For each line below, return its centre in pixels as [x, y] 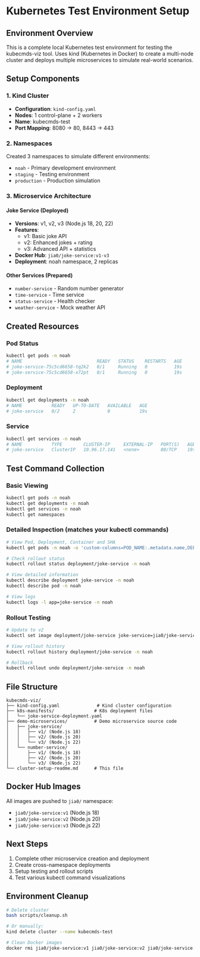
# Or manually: [25, 927]
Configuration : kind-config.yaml [55, 109]
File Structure [32, 687]
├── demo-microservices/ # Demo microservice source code [92, 721]
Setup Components [43, 79]
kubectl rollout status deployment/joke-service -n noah [78, 564]
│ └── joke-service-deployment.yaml [54, 716]
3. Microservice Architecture [49, 196]
